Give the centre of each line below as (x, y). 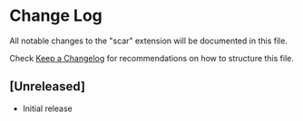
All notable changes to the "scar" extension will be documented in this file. (149, 41)
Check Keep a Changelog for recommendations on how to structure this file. (152, 58)
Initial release (47, 108)
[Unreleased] (48, 87)
